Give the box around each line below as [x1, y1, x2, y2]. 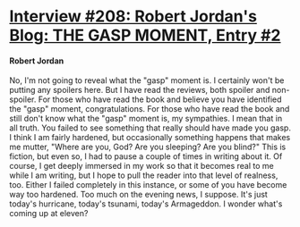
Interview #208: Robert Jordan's [9, 6, 258, 27]
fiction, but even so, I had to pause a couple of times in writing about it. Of [9, 151, 283, 162]
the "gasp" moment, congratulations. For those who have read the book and [9, 104, 290, 114]
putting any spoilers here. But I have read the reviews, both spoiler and [9, 85, 270, 96]
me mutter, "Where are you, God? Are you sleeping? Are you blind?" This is [9, 141, 287, 153]
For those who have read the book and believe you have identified [38, 94, 282, 105]
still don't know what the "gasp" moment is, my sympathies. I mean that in [9, 113, 283, 124]
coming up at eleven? [9, 208, 89, 219]
